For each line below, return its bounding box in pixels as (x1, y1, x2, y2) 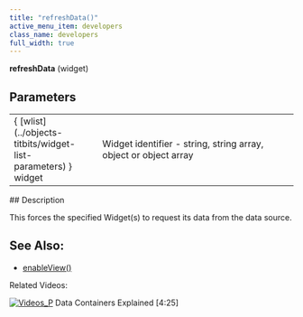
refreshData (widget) (9, 63, 88, 74)
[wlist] (19, 115, 47, 127)
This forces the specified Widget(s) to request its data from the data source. (9, 212, 292, 223)
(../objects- (14, 126, 63, 139)
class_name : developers (9, 30, 99, 39)
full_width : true (9, 38, 75, 48)
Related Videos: (9, 279, 68, 290)
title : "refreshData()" (9, 13, 99, 23)
